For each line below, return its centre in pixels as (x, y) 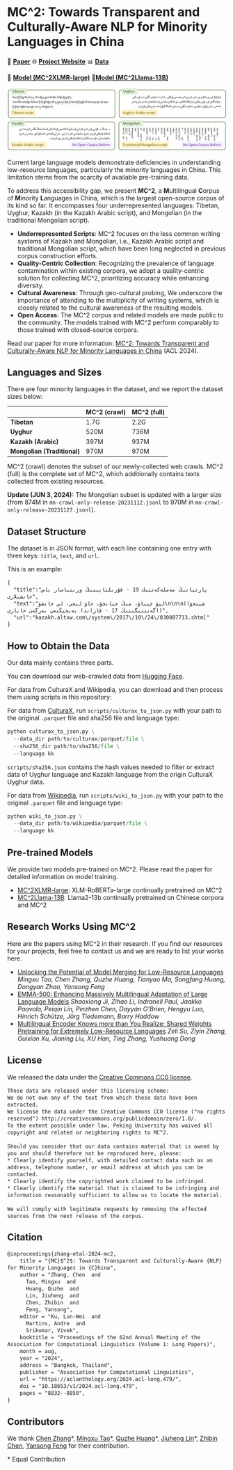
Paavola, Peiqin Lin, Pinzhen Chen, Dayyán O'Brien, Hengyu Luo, (111, 1009)
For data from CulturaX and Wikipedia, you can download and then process (115, 690)
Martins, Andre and (55, 1324)
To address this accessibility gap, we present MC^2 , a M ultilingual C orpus (114, 190)
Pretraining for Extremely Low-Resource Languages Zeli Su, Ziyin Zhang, (122, 1031)
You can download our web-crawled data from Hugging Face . (96, 677)
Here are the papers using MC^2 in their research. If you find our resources (115, 943)
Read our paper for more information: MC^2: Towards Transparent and (108, 343)
